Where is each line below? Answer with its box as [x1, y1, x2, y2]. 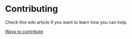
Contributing [5, 3, 58, 14]
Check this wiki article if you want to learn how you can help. [5, 19, 128, 25]
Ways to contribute [5, 28, 44, 34]
